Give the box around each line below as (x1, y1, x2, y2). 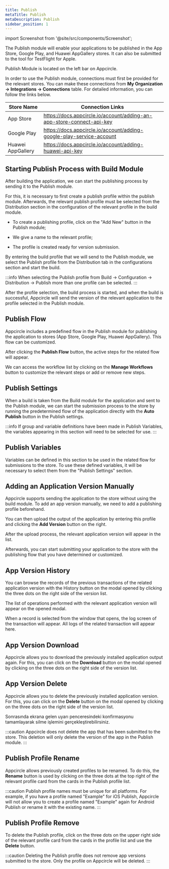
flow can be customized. (5, 339, 56, 345)
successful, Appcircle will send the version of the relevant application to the (5, 295, 162, 301)
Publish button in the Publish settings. (5, 413, 84, 419)
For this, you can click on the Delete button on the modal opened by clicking (5, 698, 163, 704)
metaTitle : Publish (5, 12, 46, 17)
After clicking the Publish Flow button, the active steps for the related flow (5, 349, 160, 355)
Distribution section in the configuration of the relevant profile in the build (5, 204, 157, 210)
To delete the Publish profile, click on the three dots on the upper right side (5, 832, 161, 838)
